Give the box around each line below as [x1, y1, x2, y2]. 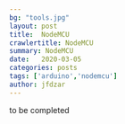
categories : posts [9, 64, 78, 73]
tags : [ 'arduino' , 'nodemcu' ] [9, 72, 118, 81]
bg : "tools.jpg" [9, 13, 70, 22]
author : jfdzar [9, 80, 66, 89]
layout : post [9, 22, 58, 31]
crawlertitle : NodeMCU [9, 38, 94, 48]
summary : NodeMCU [9, 47, 74, 56]
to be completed [9, 104, 70, 115]
